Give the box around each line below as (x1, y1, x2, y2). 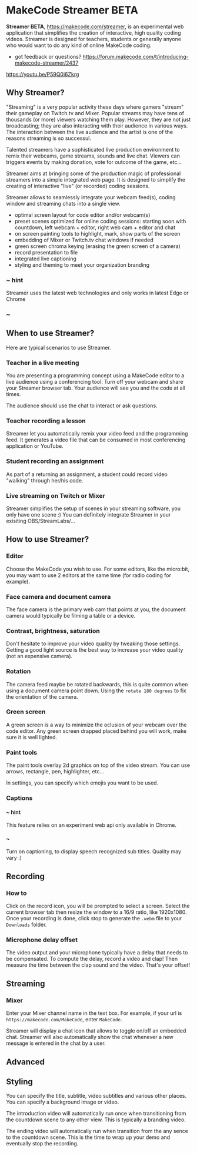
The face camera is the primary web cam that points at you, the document (6, 606, 186, 613)
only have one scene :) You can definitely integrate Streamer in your (6, 511, 171, 518)
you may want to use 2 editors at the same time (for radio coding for (6, 571, 172, 579)
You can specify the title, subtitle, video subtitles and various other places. (6, 1092, 187, 1100)
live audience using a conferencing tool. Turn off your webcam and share (6, 378, 183, 386)
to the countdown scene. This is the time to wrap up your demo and (6, 1134, 171, 1141)
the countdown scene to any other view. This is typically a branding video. (6, 1116, 186, 1123)
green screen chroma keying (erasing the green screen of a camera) (14, 242, 181, 250)
